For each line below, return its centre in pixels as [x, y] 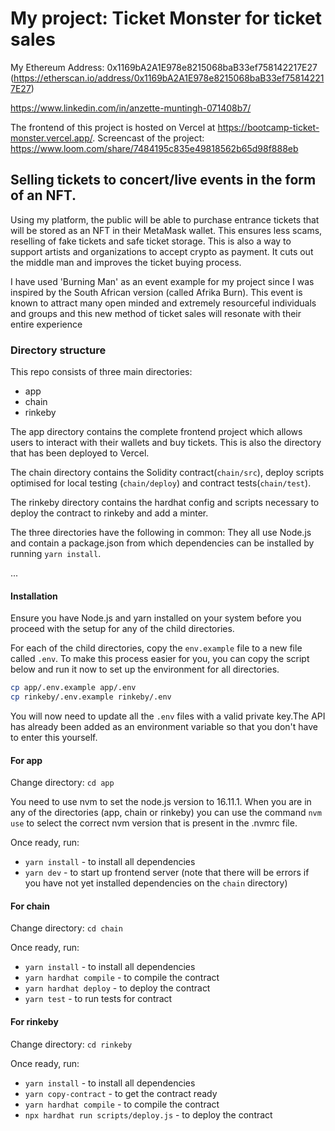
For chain [30, 906]
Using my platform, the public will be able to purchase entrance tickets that [165, 219]
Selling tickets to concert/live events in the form [163, 180]
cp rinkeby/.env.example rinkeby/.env [91, 697]
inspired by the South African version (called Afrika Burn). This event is [156, 292]
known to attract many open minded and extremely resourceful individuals [163, 303]
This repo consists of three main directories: [101, 372]
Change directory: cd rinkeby [71, 1044]
